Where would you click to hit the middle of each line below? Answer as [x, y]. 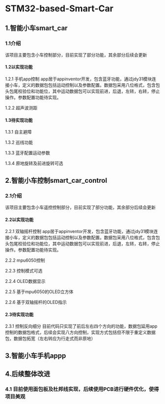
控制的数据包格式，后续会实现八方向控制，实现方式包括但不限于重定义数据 [80, 333]
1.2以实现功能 [19, 67]
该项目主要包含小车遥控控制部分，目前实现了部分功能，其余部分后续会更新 [80, 207]
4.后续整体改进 [28, 374]
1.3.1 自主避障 [18, 132]
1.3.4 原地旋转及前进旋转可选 [34, 164]
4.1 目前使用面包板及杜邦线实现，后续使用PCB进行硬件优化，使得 [82, 389]
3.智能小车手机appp [36, 355]
